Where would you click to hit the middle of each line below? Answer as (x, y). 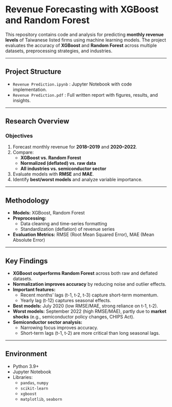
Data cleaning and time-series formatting (64, 224)
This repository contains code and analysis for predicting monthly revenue (84, 34)
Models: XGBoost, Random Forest (49, 213)
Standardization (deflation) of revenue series (68, 229)
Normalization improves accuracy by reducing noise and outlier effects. (89, 284)
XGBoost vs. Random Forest (51, 158)
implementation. (30, 89)
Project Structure (33, 72)
